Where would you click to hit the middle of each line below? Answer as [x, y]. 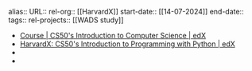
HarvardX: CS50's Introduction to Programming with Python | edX [128, 44]
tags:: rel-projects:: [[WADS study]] [66, 20]
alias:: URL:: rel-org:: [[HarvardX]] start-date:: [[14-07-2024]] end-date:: [126, 12]
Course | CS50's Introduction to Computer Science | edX [113, 35]
